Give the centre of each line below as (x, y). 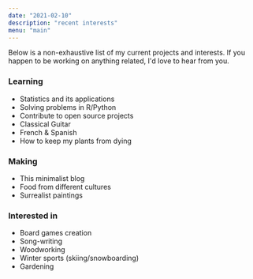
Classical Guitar (45, 124)
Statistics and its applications (67, 99)
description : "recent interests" (63, 23)
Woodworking (42, 250)
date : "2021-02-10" (40, 15)
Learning (26, 81)
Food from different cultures (65, 187)
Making (23, 161)
